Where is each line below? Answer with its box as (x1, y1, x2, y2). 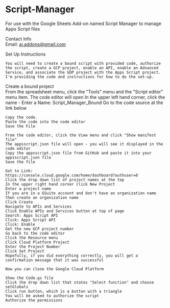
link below (5, 105, 27, 111)
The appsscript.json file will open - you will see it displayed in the (5, 141, 163, 146)
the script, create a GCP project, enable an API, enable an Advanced (5, 65, 159, 70)
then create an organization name (5, 195, 79, 200)
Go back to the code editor (5, 230, 65, 236)
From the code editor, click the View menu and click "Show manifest (5, 133, 157, 138)
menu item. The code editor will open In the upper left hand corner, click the (5, 94, 165, 100)
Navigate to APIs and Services (5, 204, 72, 209)
